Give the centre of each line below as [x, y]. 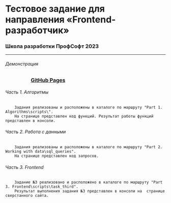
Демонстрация [22, 64]
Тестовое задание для [55, 9]
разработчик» [37, 30]
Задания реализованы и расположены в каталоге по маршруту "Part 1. [89, 107]
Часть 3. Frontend [25, 167]
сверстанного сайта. [27, 196]
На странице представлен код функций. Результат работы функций [84, 116]
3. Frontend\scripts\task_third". [42, 187]
